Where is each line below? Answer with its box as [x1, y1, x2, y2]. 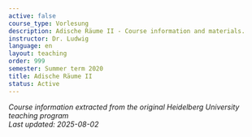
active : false [8, 11, 57, 20]
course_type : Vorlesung [8, 19, 89, 28]
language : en [8, 42, 53, 50]
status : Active [8, 79, 60, 88]
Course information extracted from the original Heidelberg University [8, 102, 240, 112]
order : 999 [8, 58, 46, 66]
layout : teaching [8, 49, 67, 58]
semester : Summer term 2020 [8, 65, 104, 73]
